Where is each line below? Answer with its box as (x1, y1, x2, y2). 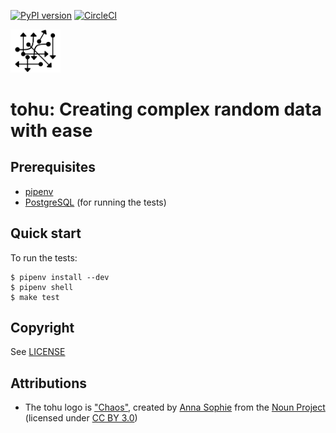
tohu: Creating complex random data (10, 98, 322, 120)
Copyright (10, 320, 75, 336)
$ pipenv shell (10, 282, 74, 292)
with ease (10, 119, 93, 142)
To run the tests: (10, 251, 78, 264)
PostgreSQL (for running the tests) (24, 196, 167, 208)
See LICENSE (10, 346, 66, 358)
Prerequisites (10, 159, 96, 176)
